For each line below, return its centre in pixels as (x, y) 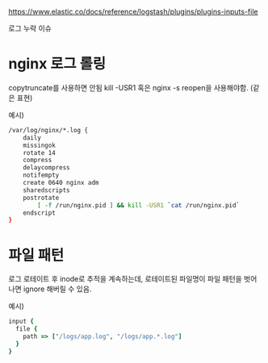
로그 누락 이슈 (30, 28)
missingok (40, 145)
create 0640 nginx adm (61, 183)
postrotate (41, 198)
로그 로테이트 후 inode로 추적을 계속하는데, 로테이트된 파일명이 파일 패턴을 (125, 279)
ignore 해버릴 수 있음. (57, 289)
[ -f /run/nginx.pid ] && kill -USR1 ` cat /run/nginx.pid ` (139, 205)
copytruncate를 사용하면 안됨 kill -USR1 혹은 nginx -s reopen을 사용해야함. (128, 87)
